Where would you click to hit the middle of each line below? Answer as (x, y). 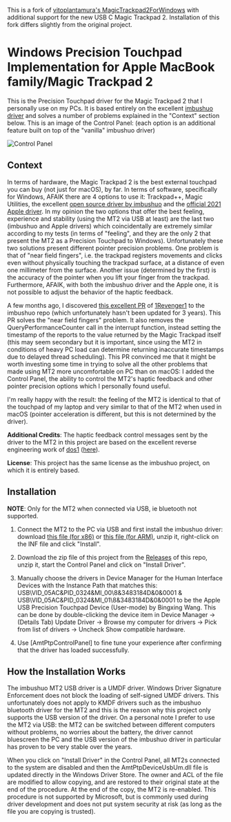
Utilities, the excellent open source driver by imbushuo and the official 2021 (114, 204)
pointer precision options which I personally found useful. (89, 386)
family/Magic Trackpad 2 (80, 82)
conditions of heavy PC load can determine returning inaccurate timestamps (115, 349)
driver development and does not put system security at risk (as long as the (114, 804)
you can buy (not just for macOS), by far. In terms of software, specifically (112, 189)
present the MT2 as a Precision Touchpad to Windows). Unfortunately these (115, 240)
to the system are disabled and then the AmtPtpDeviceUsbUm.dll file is (108, 767)
